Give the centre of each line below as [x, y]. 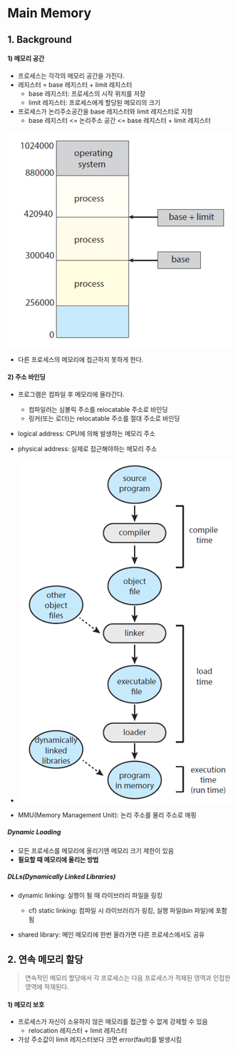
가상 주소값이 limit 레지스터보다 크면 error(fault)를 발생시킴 [100, 1039]
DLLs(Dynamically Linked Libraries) [62, 877]
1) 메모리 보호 [26, 1004]
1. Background [40, 40]
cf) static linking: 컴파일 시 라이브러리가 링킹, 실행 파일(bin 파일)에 [121, 911]
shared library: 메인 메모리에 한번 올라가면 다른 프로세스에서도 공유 [111, 935]
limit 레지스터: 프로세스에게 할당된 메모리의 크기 [94, 102]
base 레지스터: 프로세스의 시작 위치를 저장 [87, 94]
